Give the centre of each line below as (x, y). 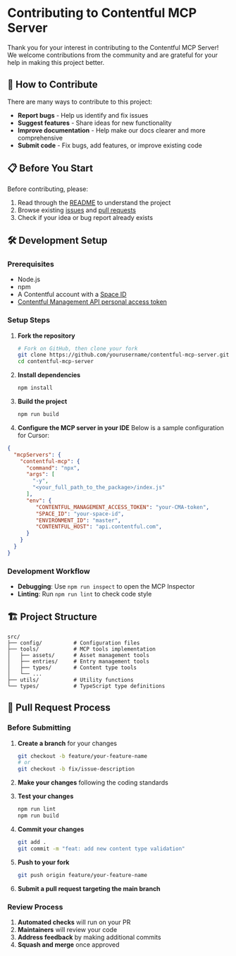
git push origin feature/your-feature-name (82, 875)
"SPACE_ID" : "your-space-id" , (80, 514)
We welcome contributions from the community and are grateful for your (113, 55)
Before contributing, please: (48, 189)
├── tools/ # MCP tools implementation (82, 649)
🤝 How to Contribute (53, 85)
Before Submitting (39, 728)
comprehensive (40, 137)
